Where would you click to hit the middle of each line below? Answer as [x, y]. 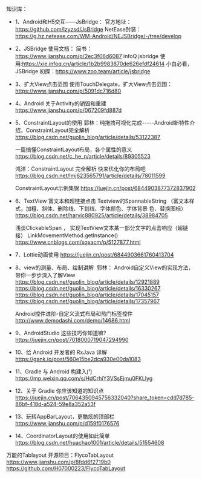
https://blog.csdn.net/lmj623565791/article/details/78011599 [90, 175]
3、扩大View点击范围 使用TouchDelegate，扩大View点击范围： [93, 84]
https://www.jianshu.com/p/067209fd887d [68, 110]
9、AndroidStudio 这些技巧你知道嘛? [60, 333]
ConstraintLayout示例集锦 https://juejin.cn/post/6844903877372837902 [105, 188]
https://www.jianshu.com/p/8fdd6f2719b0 [58, 462]
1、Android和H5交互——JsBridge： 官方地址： [73, 22]
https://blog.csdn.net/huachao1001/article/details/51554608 [90, 443]
